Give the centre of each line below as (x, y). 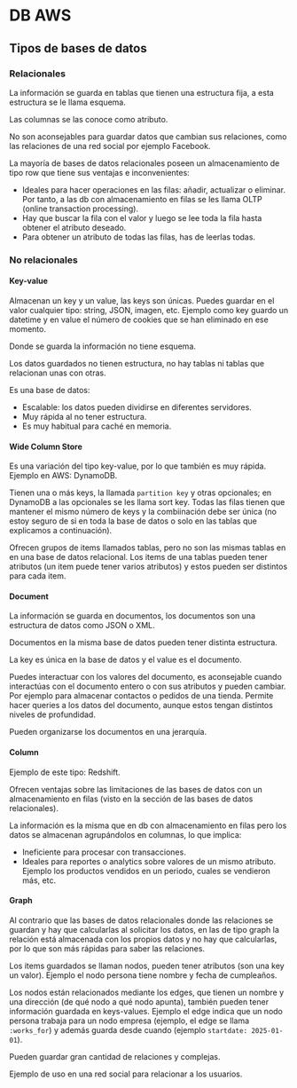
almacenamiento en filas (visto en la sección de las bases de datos (131, 799)
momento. (28, 329)
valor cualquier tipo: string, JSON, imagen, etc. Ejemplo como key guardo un (149, 310)
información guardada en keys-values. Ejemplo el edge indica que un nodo (146, 1011)
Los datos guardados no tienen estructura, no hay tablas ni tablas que (137, 363)
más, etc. (39, 880)
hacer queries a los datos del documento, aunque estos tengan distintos (141, 706)
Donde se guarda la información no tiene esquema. (103, 346)
